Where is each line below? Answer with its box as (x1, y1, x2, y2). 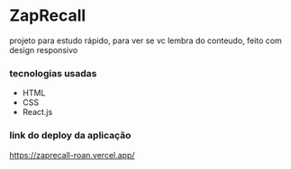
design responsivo (9, 44, 78, 55)
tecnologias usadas (9, 67, 97, 79)
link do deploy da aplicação (9, 129, 132, 142)
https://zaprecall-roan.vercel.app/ (9, 149, 135, 160)
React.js (22, 107, 53, 118)
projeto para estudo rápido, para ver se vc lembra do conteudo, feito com (9, 35, 282, 46)
